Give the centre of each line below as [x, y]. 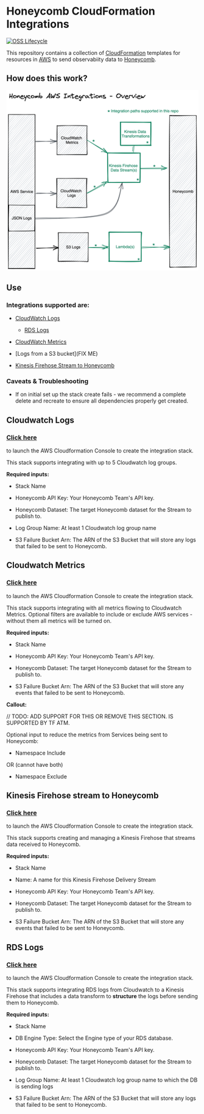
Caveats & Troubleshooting [47, 381]
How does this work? [47, 78]
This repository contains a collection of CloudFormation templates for [93, 52]
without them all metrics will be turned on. [59, 621]
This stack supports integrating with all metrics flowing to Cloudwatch [94, 608]
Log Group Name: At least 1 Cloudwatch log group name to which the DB [106, 1080]
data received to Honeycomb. [44, 844]
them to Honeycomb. [33, 1003]
